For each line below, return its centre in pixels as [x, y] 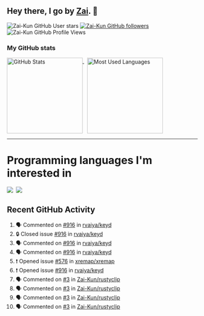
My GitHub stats [31, 48]
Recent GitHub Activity [51, 210]
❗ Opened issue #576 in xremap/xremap [65, 261]
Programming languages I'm [80, 160]
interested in [39, 173]
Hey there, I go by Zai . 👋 [53, 11]
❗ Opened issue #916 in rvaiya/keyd [60, 270]
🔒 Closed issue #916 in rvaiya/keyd [59, 234]
